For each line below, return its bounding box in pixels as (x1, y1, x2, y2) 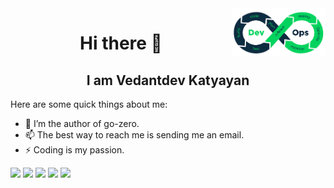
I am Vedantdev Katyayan (86, 72, 250, 89)
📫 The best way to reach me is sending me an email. (24, 129, 245, 141)
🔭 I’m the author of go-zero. (24, 118, 140, 129)
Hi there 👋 (79, 32, 163, 55)
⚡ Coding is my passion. (24, 144, 125, 156)
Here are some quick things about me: (10, 98, 168, 110)
